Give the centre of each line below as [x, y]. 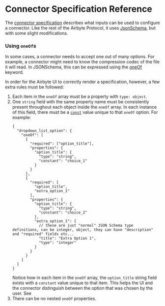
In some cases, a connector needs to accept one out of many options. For [80, 57]
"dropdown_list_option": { [44, 131]
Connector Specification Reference [79, 9]
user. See [22, 293]
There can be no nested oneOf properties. [54, 299]
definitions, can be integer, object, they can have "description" [82, 230]
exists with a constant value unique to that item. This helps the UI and [82, 283]
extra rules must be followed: [35, 87]
